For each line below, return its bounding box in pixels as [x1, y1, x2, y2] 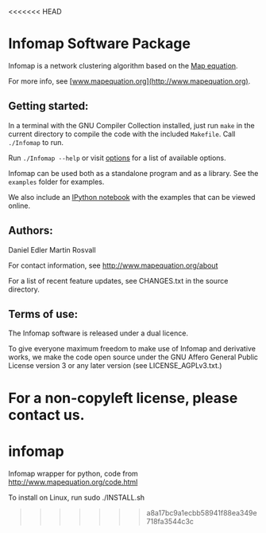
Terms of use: [8, 307, 79, 321]
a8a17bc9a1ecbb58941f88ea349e [146, 508, 257, 517]
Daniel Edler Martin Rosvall [8, 245, 97, 254]
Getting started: [8, 100, 89, 113]
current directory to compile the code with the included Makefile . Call [8, 129, 236, 139]
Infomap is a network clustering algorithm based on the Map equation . [8, 61, 238, 70]
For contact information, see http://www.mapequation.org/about [8, 261, 218, 270]
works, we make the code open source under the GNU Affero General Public [8, 352, 259, 362]
